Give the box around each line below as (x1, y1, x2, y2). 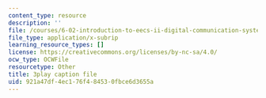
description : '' (8, 19, 62, 27)
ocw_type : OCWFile (8, 56, 69, 64)
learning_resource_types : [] (8, 41, 104, 49)
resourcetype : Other (8, 63, 77, 71)
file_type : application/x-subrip (8, 33, 119, 42)
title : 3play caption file (8, 70, 97, 78)
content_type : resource (8, 11, 87, 20)
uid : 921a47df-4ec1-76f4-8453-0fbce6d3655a (8, 77, 154, 85)
